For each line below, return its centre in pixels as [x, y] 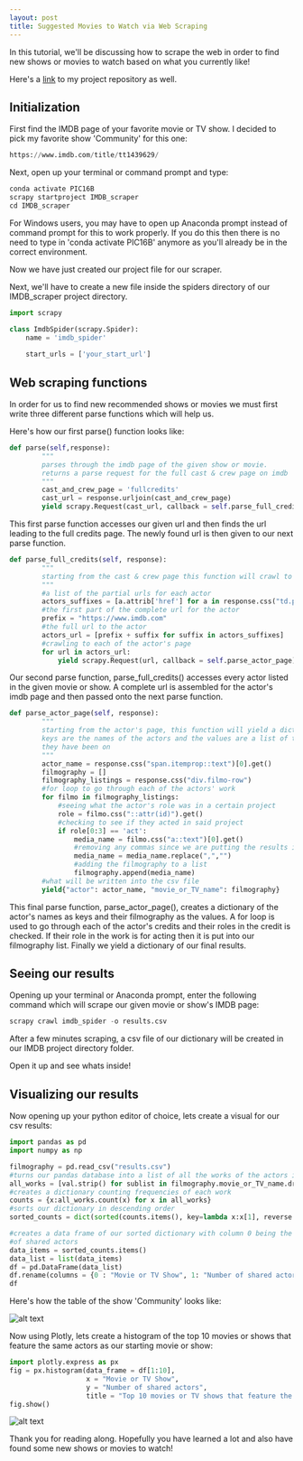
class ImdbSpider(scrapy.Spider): [74, 329]
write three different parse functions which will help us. [112, 414]
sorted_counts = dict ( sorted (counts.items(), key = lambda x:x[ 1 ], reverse [151, 1217]
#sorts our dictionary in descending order [92, 1209]
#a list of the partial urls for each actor [127, 593]
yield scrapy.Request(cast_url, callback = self [135, 507]
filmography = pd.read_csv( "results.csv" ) [90, 1167]
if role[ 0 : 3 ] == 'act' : [102, 831]
